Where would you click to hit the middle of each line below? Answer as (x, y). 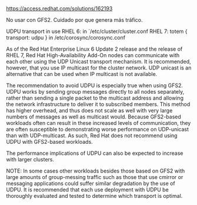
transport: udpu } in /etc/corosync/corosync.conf (66, 37)
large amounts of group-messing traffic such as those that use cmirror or (95, 177)
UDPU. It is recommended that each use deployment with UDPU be (87, 190)
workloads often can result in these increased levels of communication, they (98, 123)
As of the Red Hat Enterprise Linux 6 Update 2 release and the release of (94, 49)
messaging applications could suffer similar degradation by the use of (91, 183)
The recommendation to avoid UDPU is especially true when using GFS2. (95, 85)
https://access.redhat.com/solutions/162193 (59, 9)
